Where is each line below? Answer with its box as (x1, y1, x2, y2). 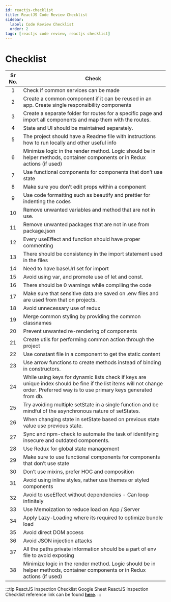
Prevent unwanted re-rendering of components (23, 328, 137, 335)
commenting (23, 242, 53, 249)
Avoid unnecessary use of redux (23, 305, 101, 312)
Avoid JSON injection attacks (23, 537, 93, 544)
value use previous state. (23, 422, 83, 429)
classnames (23, 319, 52, 326)
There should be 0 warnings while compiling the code (23, 282, 152, 289)
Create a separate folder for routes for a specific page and (23, 109, 163, 117)
